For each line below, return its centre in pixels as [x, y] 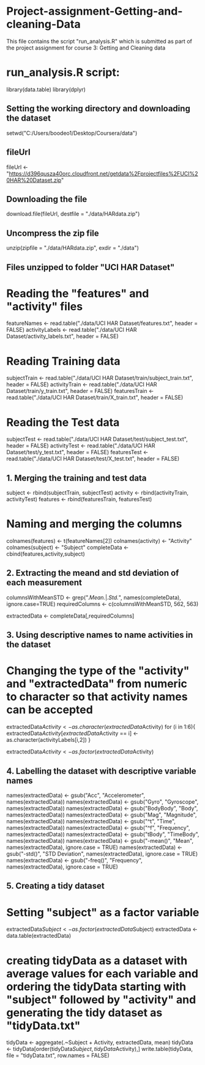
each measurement [44, 583]
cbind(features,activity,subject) [46, 554]
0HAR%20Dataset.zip [34, 180]
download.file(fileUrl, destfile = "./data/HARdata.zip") [73, 214]
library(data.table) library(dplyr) [46, 89]
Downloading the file [47, 199]
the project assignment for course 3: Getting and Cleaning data [86, 48]
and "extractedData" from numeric [97, 684]
